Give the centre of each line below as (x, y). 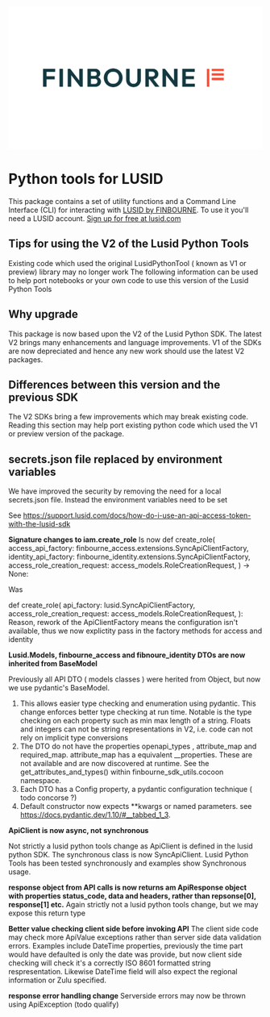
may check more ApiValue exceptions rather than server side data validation (135, 937)
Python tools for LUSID (86, 179)
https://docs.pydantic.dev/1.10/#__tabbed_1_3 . (95, 815)
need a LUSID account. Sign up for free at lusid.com (95, 218)
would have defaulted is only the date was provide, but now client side (125, 955)
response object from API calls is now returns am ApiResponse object (128, 888)
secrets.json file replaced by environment (116, 459)
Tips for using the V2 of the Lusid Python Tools (129, 244)
